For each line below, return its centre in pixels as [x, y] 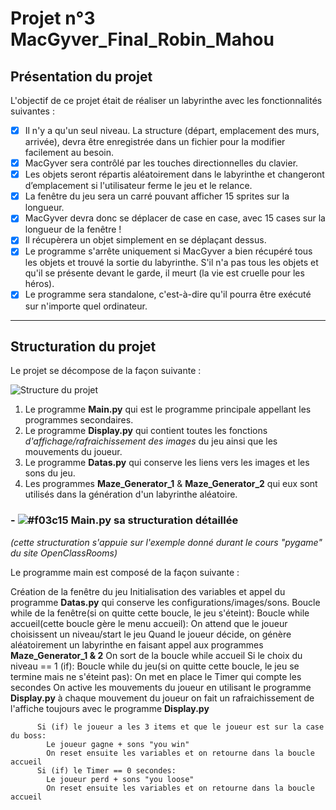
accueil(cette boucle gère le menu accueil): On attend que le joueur [149, 623]
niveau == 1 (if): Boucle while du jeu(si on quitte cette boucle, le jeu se [155, 666]
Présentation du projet [81, 76]
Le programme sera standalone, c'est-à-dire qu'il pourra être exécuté [168, 294]
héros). [39, 284]
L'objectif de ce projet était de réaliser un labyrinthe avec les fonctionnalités [166, 100]
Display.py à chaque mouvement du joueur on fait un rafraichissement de [162, 698]
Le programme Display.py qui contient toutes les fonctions [146, 431]
